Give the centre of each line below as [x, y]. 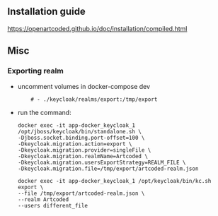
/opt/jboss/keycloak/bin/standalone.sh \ [79, 131]
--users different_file [53, 205]
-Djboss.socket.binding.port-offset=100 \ [81, 138]
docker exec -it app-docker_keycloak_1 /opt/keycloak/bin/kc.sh [114, 181]
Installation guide [47, 12]
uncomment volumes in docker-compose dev [84, 86]
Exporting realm [35, 71]
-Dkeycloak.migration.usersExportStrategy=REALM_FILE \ [102, 162]
